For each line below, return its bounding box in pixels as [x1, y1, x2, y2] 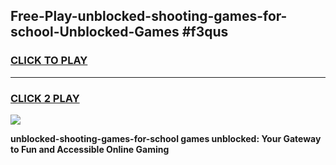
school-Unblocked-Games [10, 24, 180, 41]
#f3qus [181, 24, 229, 41]
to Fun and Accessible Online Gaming [10, 143, 170, 155]
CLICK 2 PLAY [10, 91, 80, 105]
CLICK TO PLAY [10, 54, 88, 68]
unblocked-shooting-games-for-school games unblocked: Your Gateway [10, 132, 322, 144]
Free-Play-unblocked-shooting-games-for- [10, 8, 288, 25]
